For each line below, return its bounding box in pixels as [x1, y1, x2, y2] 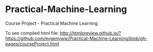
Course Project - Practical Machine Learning [5, 20, 98, 26]
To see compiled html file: [5, 30, 59, 36]
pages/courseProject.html [5, 40, 60, 46]
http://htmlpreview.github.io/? [60, 30, 121, 36]
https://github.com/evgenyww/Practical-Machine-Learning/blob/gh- [5, 35, 148, 41]
